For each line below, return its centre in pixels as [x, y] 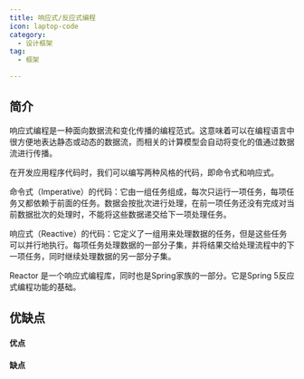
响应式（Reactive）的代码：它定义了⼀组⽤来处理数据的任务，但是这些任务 [148, 233]
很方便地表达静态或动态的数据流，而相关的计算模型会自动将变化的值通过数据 [152, 141]
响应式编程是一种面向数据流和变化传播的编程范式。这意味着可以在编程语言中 [152, 130]
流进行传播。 [33, 153]
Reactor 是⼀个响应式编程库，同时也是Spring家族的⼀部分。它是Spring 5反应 [152, 275]
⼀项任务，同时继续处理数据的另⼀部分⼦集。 [93, 256]
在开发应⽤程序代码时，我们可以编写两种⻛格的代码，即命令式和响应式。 [144, 172]
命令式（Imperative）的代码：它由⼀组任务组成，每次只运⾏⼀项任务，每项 [148, 191]
